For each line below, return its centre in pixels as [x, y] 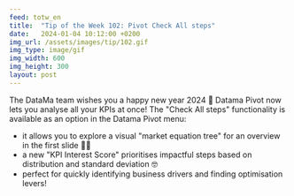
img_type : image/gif [47, 50]
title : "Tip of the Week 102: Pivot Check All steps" [112, 26]
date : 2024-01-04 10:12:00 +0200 [75, 34]
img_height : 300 [39, 67]
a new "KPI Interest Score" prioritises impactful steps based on [137, 155]
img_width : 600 [37, 58]
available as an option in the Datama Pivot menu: [98, 118]
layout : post [33, 75]
